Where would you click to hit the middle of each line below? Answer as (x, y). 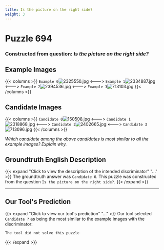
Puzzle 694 (29, 38)
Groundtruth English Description (56, 160)
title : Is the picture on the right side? (49, 10)
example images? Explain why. (36, 144)
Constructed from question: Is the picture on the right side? (77, 53)
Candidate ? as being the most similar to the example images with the (75, 219)
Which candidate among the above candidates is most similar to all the (77, 139)
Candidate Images (33, 107)
